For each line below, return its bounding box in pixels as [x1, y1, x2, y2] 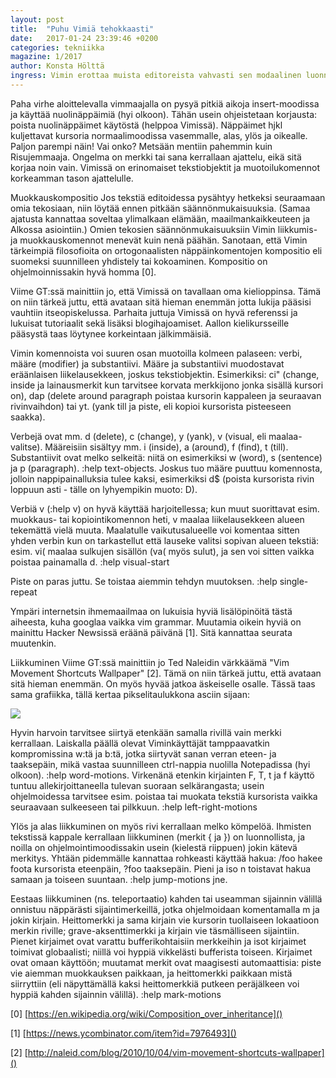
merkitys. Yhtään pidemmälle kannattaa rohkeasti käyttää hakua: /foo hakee [10, 852, 323, 864]
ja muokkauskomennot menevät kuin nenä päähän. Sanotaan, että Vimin [10, 234, 308, 246]
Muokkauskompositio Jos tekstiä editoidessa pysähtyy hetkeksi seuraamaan [10, 191, 326, 203]
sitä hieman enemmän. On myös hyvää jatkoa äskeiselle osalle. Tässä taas [10, 677, 316, 690]
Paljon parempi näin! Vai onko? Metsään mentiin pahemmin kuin [10, 140, 273, 152]
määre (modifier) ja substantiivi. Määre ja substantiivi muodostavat [10, 357, 285, 370]
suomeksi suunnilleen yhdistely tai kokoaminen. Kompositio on [10, 255, 268, 267]
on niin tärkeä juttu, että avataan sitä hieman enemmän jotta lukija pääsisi [10, 296, 312, 308]
